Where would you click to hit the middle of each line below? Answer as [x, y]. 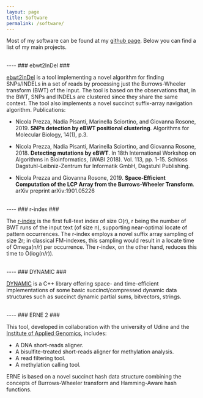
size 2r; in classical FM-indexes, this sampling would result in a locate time [100, 241]
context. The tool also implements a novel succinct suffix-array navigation [99, 103]
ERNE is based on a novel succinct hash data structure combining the [94, 377]
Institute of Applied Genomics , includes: [57, 333]
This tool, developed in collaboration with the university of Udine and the [98, 327]
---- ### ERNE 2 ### [33, 315]
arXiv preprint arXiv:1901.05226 [55, 191]
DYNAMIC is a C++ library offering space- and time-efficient [83, 284]
